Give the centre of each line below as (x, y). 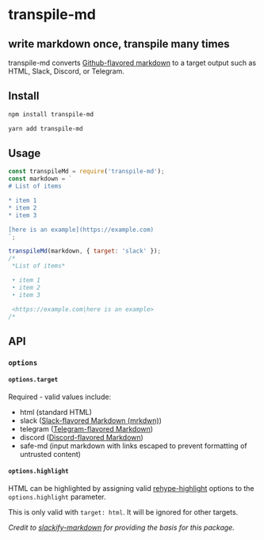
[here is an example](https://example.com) (81, 230)
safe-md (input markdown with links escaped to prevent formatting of (133, 446)
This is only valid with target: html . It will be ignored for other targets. (123, 512)
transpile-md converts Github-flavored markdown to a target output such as (132, 63)
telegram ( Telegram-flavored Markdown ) (86, 428)
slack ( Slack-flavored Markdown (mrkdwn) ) (91, 420)
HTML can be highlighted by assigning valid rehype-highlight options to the (131, 489)
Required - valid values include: (60, 397)
